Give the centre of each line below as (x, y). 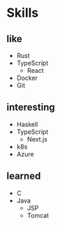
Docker (27, 78)
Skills (23, 13)
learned (24, 176)
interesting (31, 108)
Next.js (37, 139)
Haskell (27, 124)
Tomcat (38, 215)
